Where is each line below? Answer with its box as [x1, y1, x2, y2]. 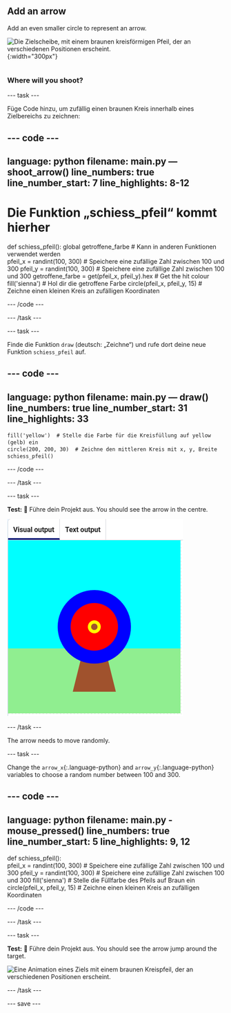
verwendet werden [7, 249, 61, 258]
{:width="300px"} [7, 52, 58, 60]
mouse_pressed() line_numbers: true [7, 825, 170, 836]
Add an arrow [7, 6, 67, 17]
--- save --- [7, 1000, 41, 1008]
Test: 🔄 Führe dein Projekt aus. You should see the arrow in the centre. [7, 505, 208, 514]
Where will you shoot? [7, 75, 84, 85]
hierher [7, 219, 50, 235]
